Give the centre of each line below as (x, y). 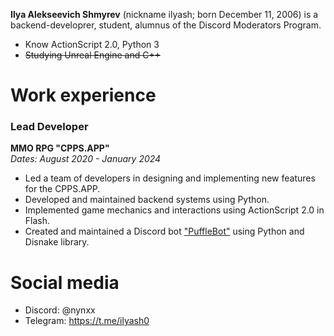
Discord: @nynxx (60, 310)
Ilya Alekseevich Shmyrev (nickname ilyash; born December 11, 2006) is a (164, 14)
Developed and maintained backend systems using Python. (147, 200)
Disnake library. (57, 242)
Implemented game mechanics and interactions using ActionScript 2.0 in (174, 210)
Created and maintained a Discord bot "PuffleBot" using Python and (164, 231)
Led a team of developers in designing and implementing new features (170, 178)
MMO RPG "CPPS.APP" (60, 148)
